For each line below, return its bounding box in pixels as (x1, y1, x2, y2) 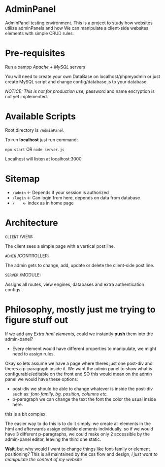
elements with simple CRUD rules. (5, 30, 74, 36)
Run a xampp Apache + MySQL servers (5, 64, 86, 70)
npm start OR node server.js (5, 146, 65, 152)
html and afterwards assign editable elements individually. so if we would (5, 426, 154, 431)
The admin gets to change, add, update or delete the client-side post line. (5, 262, 154, 268)
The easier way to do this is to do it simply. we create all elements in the (5, 421, 151, 427)
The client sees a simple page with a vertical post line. (5, 243, 115, 249)
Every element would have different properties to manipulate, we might (12, 346, 157, 351)
